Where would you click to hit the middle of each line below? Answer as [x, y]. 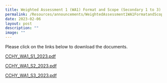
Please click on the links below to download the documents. [66, 47]
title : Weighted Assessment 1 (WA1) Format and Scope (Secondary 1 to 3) [83, 10]
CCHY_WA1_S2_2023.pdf [31, 66]
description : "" [22, 28]
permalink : [16, 14]
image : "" [15, 33]
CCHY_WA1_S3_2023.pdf [31, 75]
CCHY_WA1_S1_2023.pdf [31, 56]
